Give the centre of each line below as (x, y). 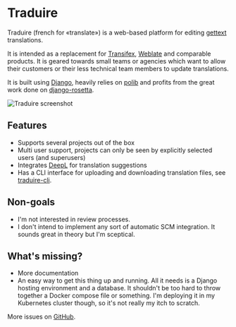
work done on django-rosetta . (51, 90)
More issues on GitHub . (42, 317)
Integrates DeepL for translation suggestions (82, 165)
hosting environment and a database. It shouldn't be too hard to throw (119, 288)
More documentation (48, 273)
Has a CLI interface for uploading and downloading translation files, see (122, 172)
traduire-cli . (35, 180)
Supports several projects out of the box (76, 142)
